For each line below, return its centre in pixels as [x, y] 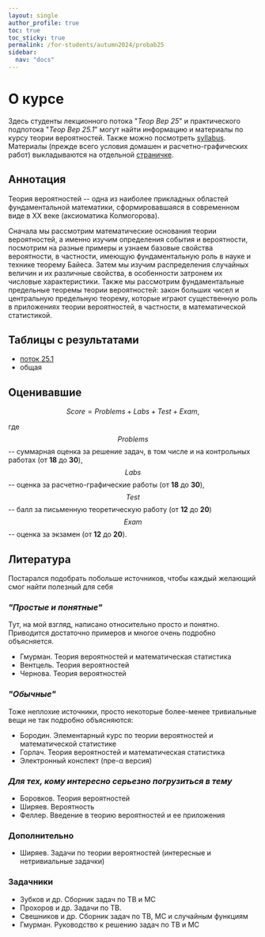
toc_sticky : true [37, 38]
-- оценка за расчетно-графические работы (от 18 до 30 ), [106, 485]
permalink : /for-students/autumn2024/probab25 [86, 45]
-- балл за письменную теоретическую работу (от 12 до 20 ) [110, 510]
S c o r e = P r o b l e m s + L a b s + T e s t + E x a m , [133, 411]
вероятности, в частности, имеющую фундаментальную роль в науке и [130, 256]
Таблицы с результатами [74, 340]
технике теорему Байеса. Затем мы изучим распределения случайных [129, 264]
